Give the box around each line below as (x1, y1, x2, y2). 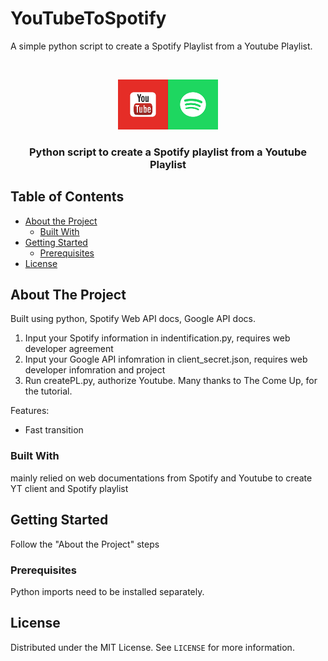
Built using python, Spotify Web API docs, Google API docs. (10, 313, 256, 325)
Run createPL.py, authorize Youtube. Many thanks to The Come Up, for (24, 375, 318, 387)
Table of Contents (10, 188, 125, 206)
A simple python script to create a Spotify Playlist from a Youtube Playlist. (10, 40, 313, 52)
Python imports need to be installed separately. (10, 585, 205, 597)
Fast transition (24, 424, 84, 436)
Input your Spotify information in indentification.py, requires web (24, 332, 291, 344)
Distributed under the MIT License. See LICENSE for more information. (10, 641, 295, 653)
